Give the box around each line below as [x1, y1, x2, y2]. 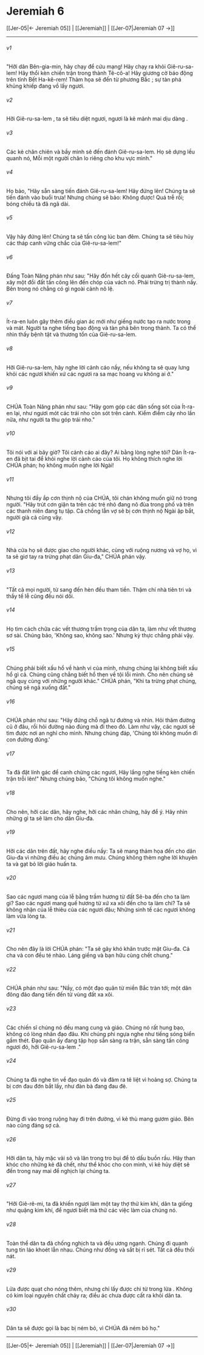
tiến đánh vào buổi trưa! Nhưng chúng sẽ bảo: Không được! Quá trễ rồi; [6, 194, 184, 201]
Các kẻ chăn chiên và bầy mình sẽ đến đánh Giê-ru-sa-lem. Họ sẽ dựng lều [6, 148, 195, 155]
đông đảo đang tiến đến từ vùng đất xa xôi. [6, 991, 114, 998]
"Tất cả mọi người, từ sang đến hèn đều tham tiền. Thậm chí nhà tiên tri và [6, 586, 192, 593]
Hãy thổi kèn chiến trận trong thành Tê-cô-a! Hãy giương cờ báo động [18, 69, 193, 77]
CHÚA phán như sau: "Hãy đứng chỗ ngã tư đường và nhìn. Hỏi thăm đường [6, 716, 195, 724]
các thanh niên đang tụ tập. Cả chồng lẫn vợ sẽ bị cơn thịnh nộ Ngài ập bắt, [6, 507, 195, 515]
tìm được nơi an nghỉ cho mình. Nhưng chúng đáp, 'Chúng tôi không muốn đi [6, 729, 198, 737]
